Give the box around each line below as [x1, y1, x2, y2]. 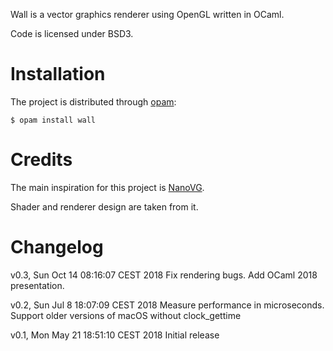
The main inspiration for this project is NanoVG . [10, 181, 205, 193]
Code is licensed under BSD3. [10, 28, 134, 39]
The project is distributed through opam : [10, 95, 177, 108]
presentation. [10, 279, 65, 291]
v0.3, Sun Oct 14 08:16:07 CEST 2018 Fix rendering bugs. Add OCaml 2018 [10, 269, 318, 281]
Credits [10, 149, 73, 171]
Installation [10, 63, 106, 86]
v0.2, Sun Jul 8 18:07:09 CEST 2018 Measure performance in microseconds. [10, 299, 325, 311]
